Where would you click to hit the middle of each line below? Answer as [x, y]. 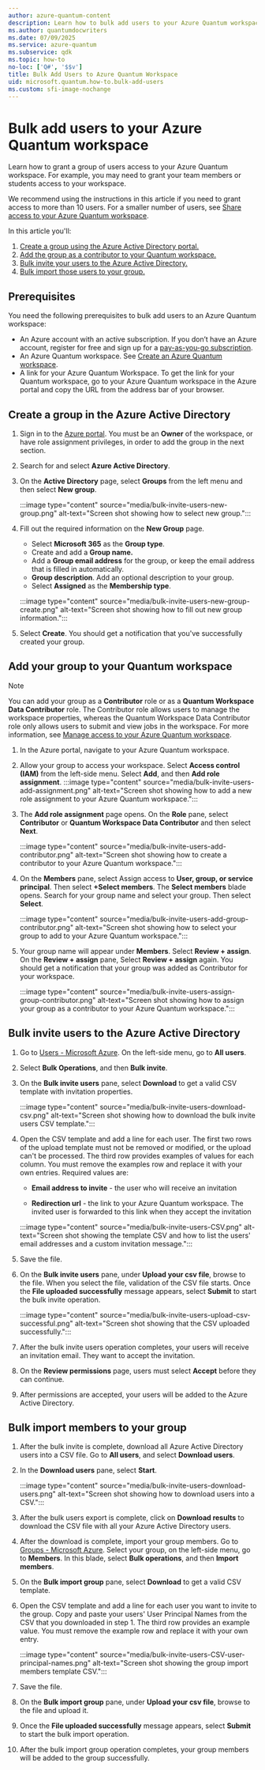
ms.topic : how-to [37, 60]
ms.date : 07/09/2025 [42, 38]
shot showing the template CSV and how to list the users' [157, 1235]
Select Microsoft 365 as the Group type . [98, 543]
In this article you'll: [40, 231]
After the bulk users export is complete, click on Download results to [132, 1518]
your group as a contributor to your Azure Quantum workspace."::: [127, 1008]
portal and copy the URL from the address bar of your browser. [122, 390]
